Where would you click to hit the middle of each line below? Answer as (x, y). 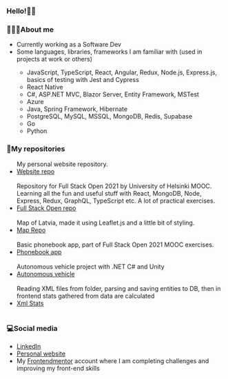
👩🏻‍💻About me (30, 29)
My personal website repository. (62, 164)
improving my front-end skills (58, 368)
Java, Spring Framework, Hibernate (77, 109)
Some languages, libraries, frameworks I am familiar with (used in (109, 52)
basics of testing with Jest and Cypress (83, 80)
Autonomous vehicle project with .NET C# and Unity (90, 266)
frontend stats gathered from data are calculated (85, 296)
